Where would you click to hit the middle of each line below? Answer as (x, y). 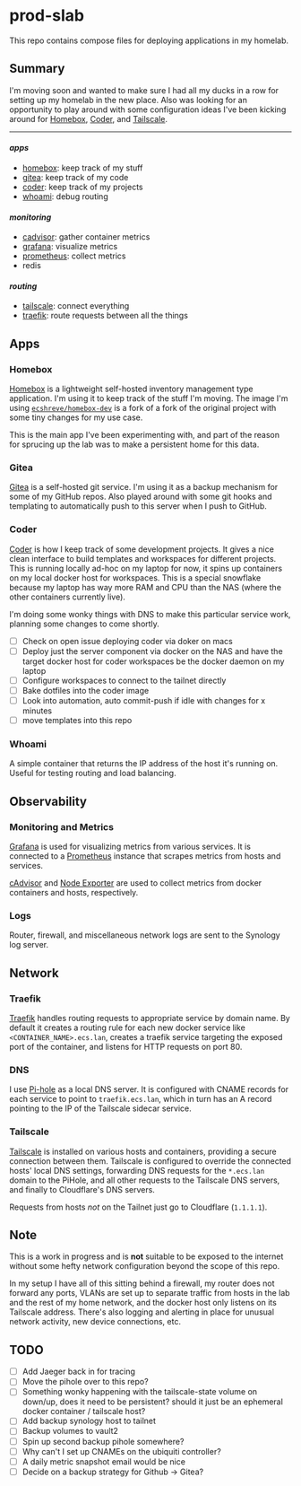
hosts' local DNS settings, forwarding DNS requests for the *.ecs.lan (137, 1170)
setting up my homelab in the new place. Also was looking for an (129, 100)
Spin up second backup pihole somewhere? (103, 1441)
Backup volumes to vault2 (70, 1431)
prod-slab (47, 16)
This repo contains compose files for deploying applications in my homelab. (149, 40)
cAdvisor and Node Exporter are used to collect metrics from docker (136, 883)
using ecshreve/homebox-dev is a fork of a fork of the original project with (143, 408)
